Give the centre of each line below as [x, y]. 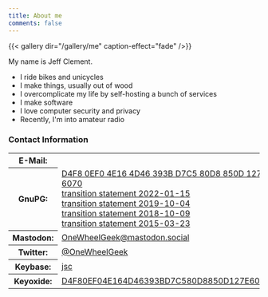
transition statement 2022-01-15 [126, 194]
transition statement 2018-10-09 [126, 214]
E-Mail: [33, 160]
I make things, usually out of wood [76, 85]
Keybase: [33, 267]
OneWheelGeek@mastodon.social [125, 237]
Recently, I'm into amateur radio [72, 119]
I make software [46, 102]
